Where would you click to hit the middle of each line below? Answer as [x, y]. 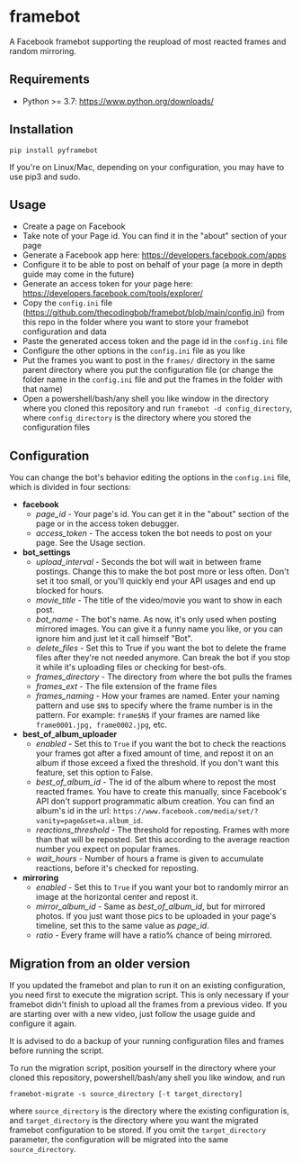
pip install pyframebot [54, 150]
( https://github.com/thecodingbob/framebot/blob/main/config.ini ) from [153, 313]
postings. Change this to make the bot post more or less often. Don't [162, 572]
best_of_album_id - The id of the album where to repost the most [156, 782]
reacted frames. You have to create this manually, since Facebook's [161, 792]
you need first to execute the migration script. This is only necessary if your [149, 995]
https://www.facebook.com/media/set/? [186, 812]
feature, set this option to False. [94, 773]
